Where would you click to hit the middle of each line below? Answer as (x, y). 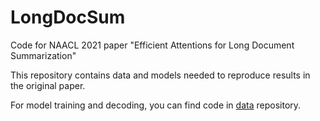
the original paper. (48, 85)
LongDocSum (68, 17)
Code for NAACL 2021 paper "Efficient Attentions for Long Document (152, 45)
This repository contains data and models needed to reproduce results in (160, 75)
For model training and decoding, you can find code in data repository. (156, 105)
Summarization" (43, 55)
